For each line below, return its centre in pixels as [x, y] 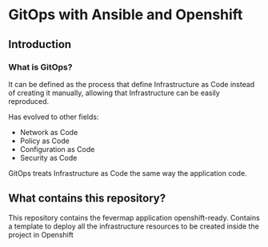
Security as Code [48, 157]
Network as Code [49, 132]
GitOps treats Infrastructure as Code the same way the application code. [128, 173]
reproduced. [29, 101]
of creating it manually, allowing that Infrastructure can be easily [114, 93]
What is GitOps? [40, 67]
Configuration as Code [57, 149]
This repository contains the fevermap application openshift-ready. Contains [134, 217]
